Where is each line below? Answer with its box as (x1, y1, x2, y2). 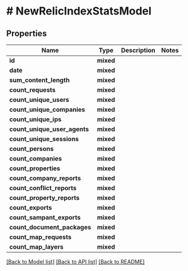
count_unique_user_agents (9, 125, 89, 133)
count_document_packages (9, 223, 92, 231)
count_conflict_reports (9, 184, 77, 192)
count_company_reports (9, 174, 82, 182)
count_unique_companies (9, 106, 86, 113)
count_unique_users (9, 95, 70, 104)
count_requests (9, 86, 56, 94)
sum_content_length (9, 76, 70, 84)
